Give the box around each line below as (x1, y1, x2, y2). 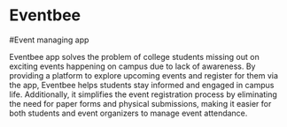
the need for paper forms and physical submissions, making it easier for (9, 98, 272, 108)
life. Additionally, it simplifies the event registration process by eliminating (9, 89, 277, 100)
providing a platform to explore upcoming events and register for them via (9, 70, 279, 80)
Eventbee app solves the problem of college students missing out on (9, 51, 260, 62)
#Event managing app (9, 34, 89, 45)
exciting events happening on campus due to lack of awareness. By (9, 61, 256, 71)
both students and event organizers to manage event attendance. (9, 108, 248, 118)
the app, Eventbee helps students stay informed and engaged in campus (9, 79, 275, 90)
